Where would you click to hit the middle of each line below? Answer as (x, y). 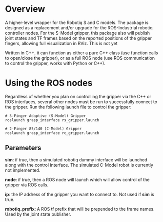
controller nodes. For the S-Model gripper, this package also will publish (78, 33)
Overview (25, 9)
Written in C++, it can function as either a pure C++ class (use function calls (82, 53)
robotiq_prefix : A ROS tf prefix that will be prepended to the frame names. (80, 209)
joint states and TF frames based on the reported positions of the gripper (79, 38)
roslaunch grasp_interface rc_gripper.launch (52, 133)
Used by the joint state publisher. (38, 214)
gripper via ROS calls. (27, 185)
